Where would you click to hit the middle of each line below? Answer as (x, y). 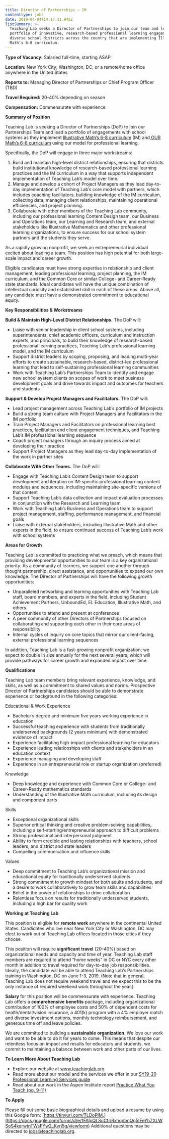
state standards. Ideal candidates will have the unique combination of (77, 284)
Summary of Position (28, 117)
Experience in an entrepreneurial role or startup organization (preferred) (87, 764)
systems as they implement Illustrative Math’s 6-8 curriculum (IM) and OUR (83, 138)
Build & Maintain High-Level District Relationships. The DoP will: (73, 320)
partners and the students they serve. (52, 238)
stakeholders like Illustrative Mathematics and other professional (79, 227)
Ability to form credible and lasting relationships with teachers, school (85, 841)
